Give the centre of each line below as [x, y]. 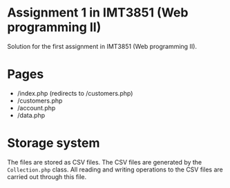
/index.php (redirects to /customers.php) [75, 93]
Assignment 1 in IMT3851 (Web [98, 13]
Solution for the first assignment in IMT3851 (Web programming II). [102, 46]
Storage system [54, 143]
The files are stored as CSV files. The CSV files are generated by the [105, 162]
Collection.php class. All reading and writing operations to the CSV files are [115, 169]
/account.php [36, 107]
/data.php [31, 115]
